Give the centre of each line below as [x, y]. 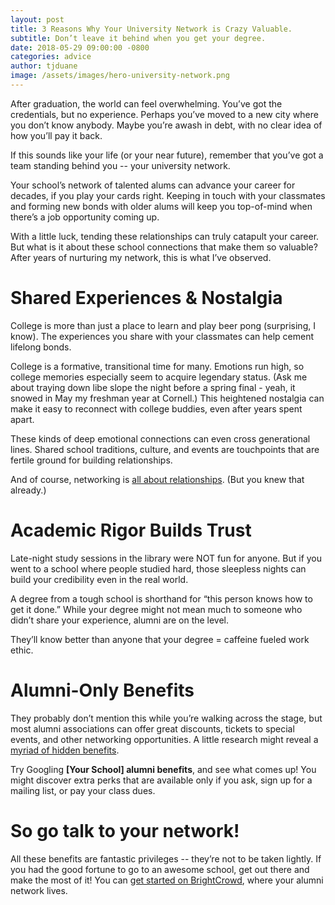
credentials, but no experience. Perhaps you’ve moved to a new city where [164, 114]
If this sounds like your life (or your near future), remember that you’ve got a [167, 155]
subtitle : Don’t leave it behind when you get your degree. [138, 38]
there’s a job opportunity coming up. [85, 217]
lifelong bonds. [41, 347]
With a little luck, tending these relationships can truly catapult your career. [165, 236]
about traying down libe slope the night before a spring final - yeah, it [153, 387]
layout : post [37, 19]
